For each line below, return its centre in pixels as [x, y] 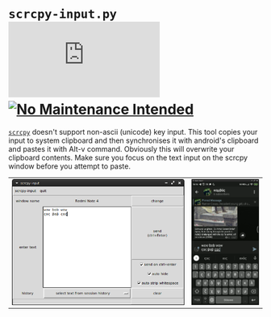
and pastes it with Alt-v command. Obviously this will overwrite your [121, 148]
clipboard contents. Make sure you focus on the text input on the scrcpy [128, 157]
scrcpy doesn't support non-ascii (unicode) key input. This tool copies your [133, 131]
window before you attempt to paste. [70, 166]
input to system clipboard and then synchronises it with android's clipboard [133, 140]
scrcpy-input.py [63, 14]
